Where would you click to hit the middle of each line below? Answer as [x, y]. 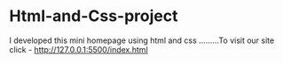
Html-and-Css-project [94, 16]
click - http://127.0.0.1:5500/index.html [79, 49]
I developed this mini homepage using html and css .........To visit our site [142, 40]
